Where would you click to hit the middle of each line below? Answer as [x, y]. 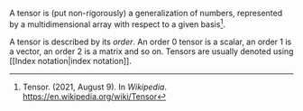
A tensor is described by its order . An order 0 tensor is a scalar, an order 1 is [151, 42]
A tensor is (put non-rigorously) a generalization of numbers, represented [146, 13]
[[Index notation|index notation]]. [71, 60]
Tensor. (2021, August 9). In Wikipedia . [94, 87]
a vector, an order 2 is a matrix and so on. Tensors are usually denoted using [151, 51]
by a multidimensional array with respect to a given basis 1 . [117, 23]
